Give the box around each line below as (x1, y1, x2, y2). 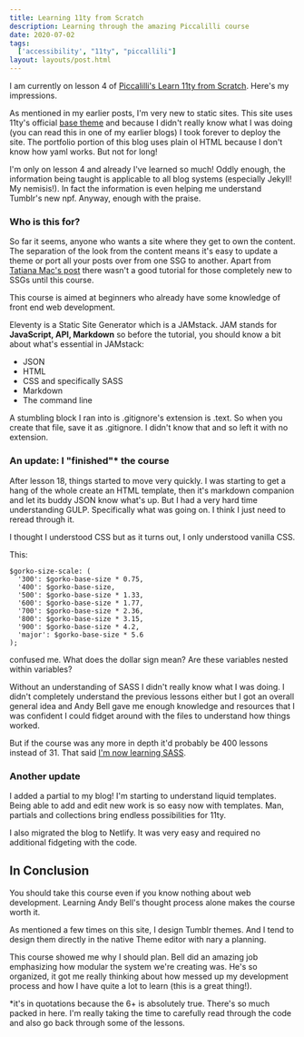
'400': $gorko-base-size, (17, 582, 116, 591)
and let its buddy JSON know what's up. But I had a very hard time (9, 494, 259, 505)
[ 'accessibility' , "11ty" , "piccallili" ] (17, 47, 177, 56)
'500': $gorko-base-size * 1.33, (17, 590, 144, 599)
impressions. (9, 90, 57, 101)
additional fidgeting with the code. (9, 836, 138, 847)
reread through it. (9, 514, 75, 525)
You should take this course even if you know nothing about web (9, 887, 251, 898)
